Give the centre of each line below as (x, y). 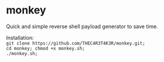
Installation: (20, 37)
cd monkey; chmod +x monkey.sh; (45, 48)
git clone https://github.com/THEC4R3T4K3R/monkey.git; (76, 43)
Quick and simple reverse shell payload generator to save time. (82, 26)
